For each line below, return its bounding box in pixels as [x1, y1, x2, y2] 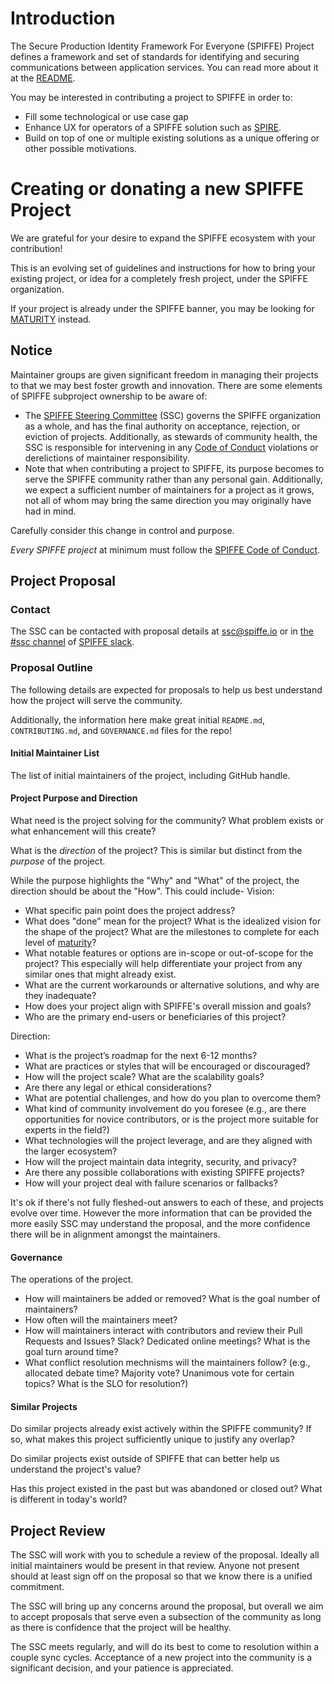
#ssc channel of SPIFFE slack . [10, 636, 135, 648]
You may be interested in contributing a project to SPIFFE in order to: [10, 91, 293, 103]
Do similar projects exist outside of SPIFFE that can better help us [10, 1453, 280, 1465]
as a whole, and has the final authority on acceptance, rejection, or [24, 420, 301, 432]
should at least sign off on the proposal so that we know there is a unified [10, 1570, 313, 1582]
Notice [10, 342, 53, 359]
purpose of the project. [10, 855, 106, 867]
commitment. [10, 1581, 65, 1593]
